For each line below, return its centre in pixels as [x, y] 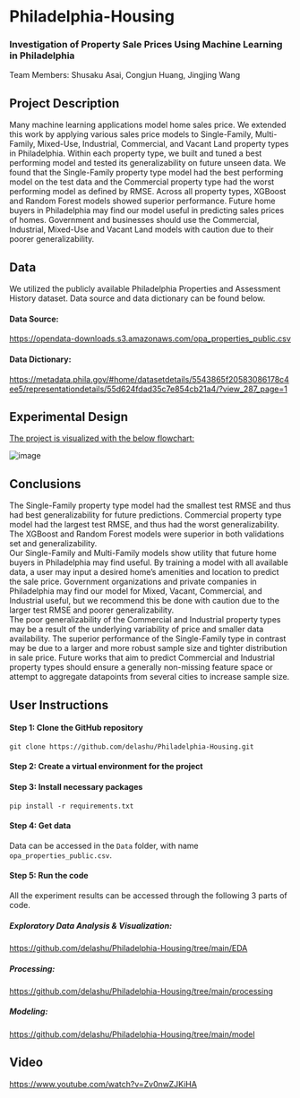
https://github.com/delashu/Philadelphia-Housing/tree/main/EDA [129, 948]
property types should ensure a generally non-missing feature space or [141, 667]
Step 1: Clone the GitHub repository [76, 728]
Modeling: [29, 1012]
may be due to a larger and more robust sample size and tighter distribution [149, 648]
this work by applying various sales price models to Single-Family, [131, 134]
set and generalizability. [53, 544]
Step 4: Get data [40, 826]
